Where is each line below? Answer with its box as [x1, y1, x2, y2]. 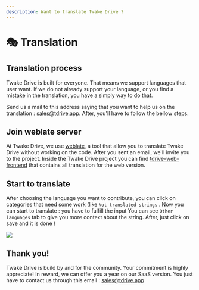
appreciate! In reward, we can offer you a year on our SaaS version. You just [6, 270, 193, 277]
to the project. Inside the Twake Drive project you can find [6, 155, 149, 163]
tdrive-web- [150, 155, 180, 163]
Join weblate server [6, 127, 82, 137]
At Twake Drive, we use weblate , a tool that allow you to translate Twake [6, 142, 184, 149]
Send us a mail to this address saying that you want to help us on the [6, 103, 175, 110]
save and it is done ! [6, 220, 55, 227]
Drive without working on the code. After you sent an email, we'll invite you [6, 149, 190, 156]
